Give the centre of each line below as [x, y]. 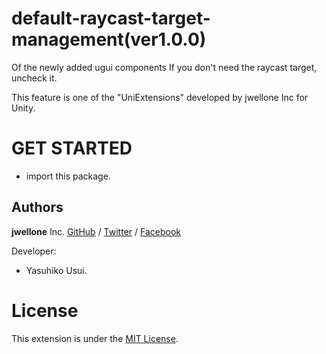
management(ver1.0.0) [109, 39]
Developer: [34, 251]
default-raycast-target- [111, 18]
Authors [37, 207]
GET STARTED [72, 148]
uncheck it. [34, 78]
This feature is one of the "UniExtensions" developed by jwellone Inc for [160, 97]
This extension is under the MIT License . [95, 338]
